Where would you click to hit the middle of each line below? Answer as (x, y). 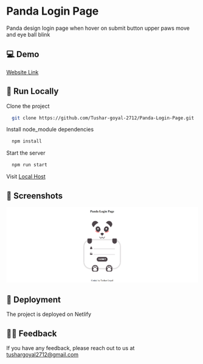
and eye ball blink (28, 34)
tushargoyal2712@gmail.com (43, 355)
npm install (27, 141)
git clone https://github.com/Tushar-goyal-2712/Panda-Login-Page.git (103, 118)
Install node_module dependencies (50, 130)
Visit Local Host (26, 177)
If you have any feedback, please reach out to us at (71, 348)
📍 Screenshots (35, 196)
